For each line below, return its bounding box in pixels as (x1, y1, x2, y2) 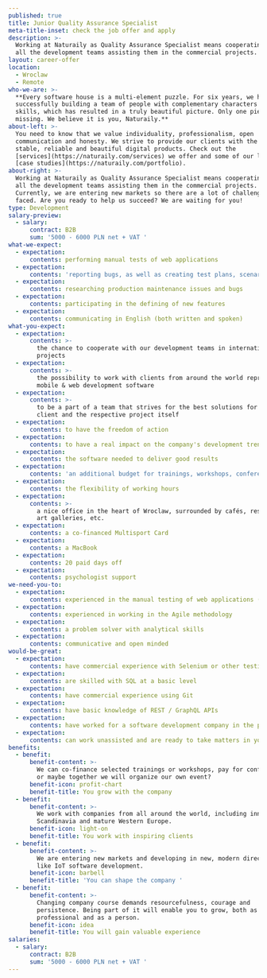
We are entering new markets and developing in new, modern (37, 854, 240, 863)
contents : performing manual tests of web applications (29, 255, 219, 263)
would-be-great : (8, 647, 62, 656)
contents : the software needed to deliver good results (29, 455, 219, 464)
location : (8, 64, 41, 72)
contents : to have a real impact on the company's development (29, 440, 244, 448)
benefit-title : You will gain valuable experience (29, 928, 201, 937)
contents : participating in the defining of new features (29, 300, 226, 308)
